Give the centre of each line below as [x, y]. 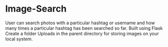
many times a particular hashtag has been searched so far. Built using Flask [84, 28]
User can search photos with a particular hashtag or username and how [80, 23]
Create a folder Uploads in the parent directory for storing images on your [82, 33]
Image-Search [36, 9]
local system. [19, 39]
